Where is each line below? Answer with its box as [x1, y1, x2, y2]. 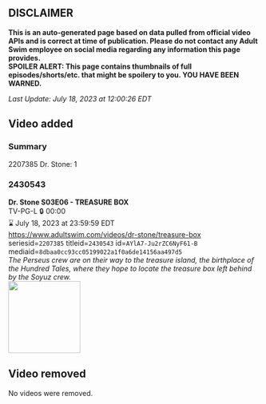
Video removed [8, 367, 86, 381]
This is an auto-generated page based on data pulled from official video [8, 27, 252, 37]
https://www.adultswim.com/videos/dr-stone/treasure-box [8, 229, 201, 239]
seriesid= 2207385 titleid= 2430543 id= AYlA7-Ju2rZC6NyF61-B [8, 238, 198, 248]
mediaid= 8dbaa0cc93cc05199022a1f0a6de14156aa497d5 [8, 247, 182, 256]
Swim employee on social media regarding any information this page [8, 44, 241, 54]
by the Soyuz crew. [8, 271, 72, 282]
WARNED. [8, 78, 42, 88]
